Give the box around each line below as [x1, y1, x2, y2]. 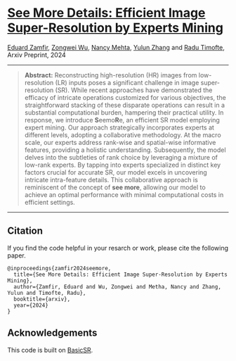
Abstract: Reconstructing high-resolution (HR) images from [24, 70, 197, 79]
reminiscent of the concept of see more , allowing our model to [24, 183, 206, 191]
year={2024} [13, 301, 49, 309]
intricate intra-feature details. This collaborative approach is [24, 175, 198, 184]
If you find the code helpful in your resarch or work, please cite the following [7, 243, 229, 252]
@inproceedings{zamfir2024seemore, [7, 265, 112, 272]
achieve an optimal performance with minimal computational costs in [24, 190, 224, 198]
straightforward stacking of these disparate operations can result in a [24, 101, 225, 109]
